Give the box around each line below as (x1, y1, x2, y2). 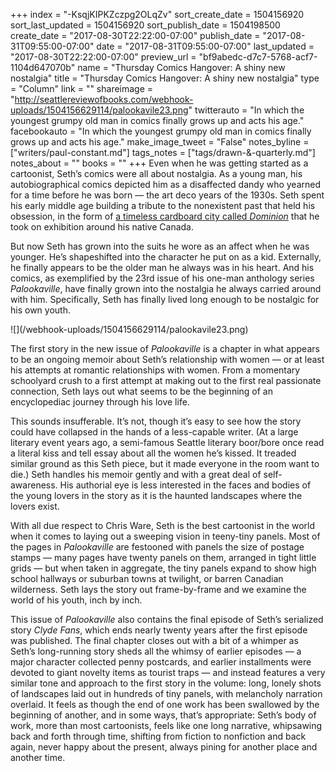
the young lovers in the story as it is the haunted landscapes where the (10, 490, 303, 501)
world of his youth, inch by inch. (10, 594, 143, 606)
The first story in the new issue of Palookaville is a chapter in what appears (10, 343, 320, 354)
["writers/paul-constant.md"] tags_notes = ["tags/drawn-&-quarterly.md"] (10, 147, 316, 158)
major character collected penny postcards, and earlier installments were (10, 656, 312, 668)
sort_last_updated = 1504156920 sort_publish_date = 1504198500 (10, 19, 281, 31)
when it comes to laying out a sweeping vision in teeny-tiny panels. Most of (10, 530, 321, 542)
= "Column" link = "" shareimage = (10, 83, 154, 94)
